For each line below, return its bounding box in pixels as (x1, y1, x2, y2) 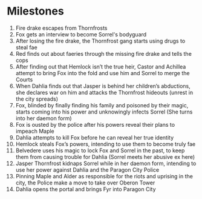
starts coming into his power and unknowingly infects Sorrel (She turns (15, 108, 193, 115)
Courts (15, 76, 33, 83)
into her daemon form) (15, 114, 72, 122)
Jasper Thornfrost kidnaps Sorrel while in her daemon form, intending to (15, 160, 197, 167)
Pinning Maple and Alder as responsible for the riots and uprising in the (15, 172, 193, 180)
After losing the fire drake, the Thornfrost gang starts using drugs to (15, 37, 186, 44)
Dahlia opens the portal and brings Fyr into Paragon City (15, 185, 156, 192)
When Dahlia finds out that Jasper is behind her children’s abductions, (15, 82, 191, 89)
